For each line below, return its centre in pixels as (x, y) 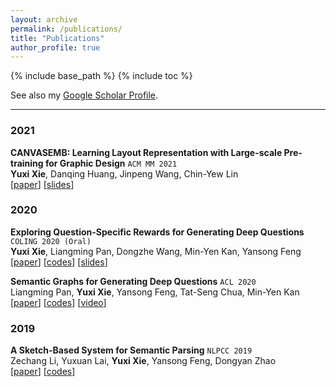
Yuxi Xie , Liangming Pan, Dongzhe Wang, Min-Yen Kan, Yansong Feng (156, 251)
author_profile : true (55, 47)
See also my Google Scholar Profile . (84, 95)
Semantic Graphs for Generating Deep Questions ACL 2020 (133, 281)
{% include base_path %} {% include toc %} (101, 76)
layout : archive (44, 19)
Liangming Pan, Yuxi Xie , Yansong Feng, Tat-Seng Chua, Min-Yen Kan (155, 292)
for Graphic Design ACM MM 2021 (111, 163)
